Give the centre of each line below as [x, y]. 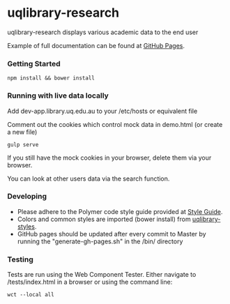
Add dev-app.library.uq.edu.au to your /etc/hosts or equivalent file [102, 111]
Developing [27, 197]
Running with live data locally [58, 96]
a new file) [22, 132]
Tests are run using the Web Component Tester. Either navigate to [102, 275]
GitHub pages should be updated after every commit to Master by [112, 234]
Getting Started [34, 63]
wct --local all [31, 295]
